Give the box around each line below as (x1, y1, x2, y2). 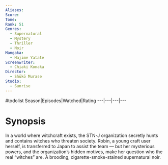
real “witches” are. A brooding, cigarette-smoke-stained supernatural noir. (5, 154, 161, 160)
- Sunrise (10, 83, 31, 88)
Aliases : (5, 7, 24, 13)
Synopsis (5, 115, 46, 127)
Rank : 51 (5, 21, 24, 27)
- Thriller (10, 41, 33, 46)
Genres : (5, 27, 22, 32)
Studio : (5, 79, 22, 84)
